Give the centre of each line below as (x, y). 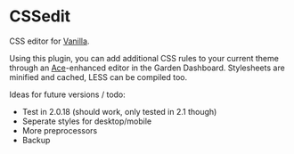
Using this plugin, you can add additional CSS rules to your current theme (144, 58)
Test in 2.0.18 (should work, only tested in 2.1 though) (119, 111)
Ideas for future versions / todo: (68, 94)
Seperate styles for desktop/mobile (87, 121)
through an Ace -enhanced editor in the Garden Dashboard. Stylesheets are (147, 68)
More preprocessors (60, 130)
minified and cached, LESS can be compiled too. (98, 77)
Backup (36, 140)
